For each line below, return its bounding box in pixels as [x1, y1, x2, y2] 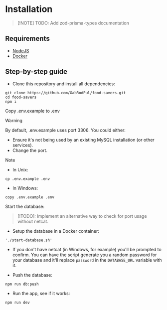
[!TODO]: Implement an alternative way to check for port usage [17, 213, 147, 219]
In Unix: [12, 166, 28, 172]
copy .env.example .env [5, 194, 55, 200]
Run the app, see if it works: [12, 290, 70, 296]
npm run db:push [5, 282, 39, 287]
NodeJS [12, 47, 29, 53]
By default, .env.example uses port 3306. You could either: [5, 127, 126, 133]
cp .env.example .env [5, 176, 50, 181]
